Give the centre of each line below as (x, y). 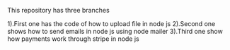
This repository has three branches (58, 10)
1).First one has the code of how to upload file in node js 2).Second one (111, 24)
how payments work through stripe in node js (73, 39)
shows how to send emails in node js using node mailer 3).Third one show (115, 31)
